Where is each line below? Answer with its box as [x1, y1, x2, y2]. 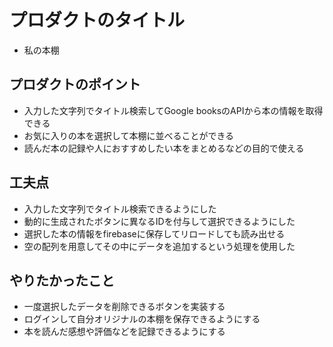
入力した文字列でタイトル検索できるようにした [23, 202, 217, 215]
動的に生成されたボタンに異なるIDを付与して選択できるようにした [23, 215, 296, 227]
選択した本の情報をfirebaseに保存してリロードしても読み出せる [23, 227, 286, 240]
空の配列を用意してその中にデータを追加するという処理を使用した [23, 240, 296, 252]
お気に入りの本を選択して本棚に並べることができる [23, 129, 235, 141]
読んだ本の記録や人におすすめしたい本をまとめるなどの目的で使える [23, 142, 305, 154]
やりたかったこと [9, 272, 115, 289]
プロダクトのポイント [9, 76, 141, 93]
